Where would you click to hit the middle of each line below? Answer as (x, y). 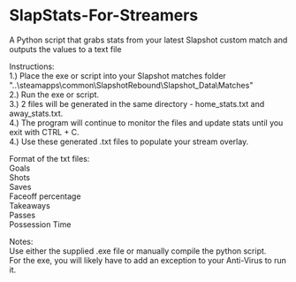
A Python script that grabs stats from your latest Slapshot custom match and (148, 40)
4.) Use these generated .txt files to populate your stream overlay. (129, 141)
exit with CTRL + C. (44, 132)
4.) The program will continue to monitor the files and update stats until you (146, 122)
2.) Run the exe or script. (54, 95)
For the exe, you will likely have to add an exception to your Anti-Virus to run (148, 260)
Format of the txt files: (49, 158)
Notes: (21, 241)
